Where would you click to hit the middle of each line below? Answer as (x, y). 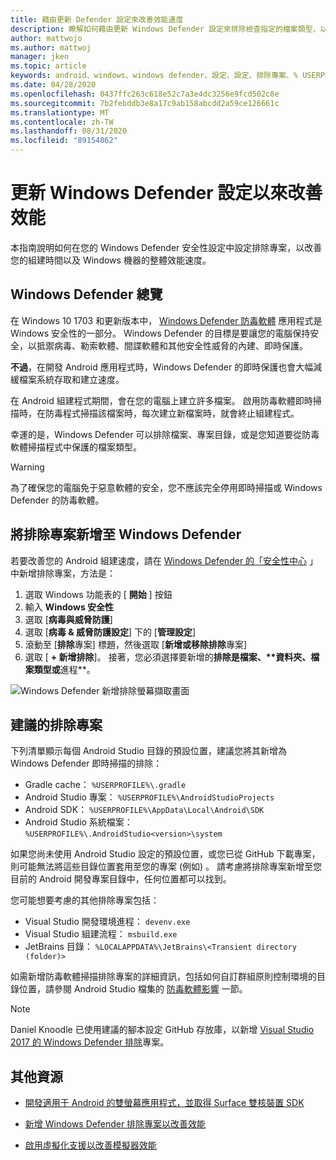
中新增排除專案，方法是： (63, 573)
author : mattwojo (46, 38)
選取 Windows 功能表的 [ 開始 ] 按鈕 (98, 594)
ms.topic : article (48, 66)
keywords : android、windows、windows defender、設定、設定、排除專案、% (154, 76)
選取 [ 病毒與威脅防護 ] (68, 619)
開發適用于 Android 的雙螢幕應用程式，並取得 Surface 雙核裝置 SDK (164, 1103)
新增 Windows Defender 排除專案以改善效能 (115, 1124)
